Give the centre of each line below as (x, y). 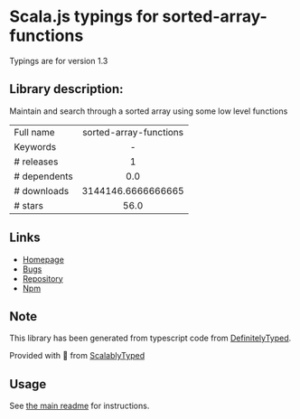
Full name (35, 132)
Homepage (43, 259)
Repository (42, 278)
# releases (36, 162)
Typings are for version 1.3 (59, 61)
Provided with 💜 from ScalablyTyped (77, 356)
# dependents (44, 176)
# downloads (42, 191)
